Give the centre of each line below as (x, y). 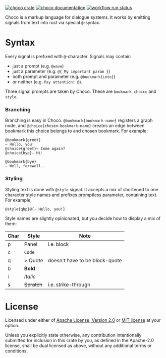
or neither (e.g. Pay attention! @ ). (47, 81)
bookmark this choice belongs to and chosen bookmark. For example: (76, 131)
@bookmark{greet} (23, 140)
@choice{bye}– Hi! (24, 153)
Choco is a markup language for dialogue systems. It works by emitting (78, 17)
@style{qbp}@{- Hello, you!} (35, 209)
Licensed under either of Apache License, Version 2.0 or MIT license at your (83, 320)
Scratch (33, 285)
